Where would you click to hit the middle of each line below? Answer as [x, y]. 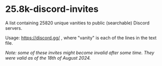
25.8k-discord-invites [52, 9]
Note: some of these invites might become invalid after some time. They [80, 53]
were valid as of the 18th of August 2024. [48, 58]
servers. [14, 28]
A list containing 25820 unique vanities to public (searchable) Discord [77, 23]
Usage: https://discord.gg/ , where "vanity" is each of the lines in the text [81, 38]
